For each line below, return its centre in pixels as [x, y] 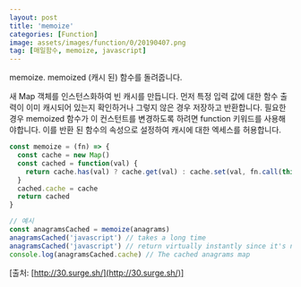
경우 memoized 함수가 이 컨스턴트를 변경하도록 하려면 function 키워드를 [136, 119]
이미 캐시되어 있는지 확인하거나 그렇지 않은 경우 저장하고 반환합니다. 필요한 [156, 107]
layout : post [34, 17]
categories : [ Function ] [54, 34]
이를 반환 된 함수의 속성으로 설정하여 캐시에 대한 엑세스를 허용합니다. [162, 130]
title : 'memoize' [42, 26]
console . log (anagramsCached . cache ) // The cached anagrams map [130, 254]
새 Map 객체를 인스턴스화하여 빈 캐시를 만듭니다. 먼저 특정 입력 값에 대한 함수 [144, 97]
